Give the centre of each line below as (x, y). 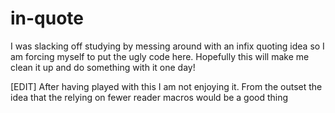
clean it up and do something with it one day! (103, 67)
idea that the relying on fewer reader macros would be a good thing (149, 97)
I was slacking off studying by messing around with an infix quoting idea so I (167, 46)
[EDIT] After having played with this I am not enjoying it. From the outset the (166, 86)
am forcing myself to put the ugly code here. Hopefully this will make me (160, 56)
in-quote (47, 18)
